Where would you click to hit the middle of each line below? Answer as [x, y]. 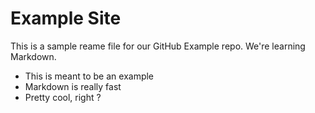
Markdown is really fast [73, 86]
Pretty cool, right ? [63, 97]
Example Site [66, 18]
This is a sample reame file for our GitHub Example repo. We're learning [158, 46]
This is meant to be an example [89, 76]
